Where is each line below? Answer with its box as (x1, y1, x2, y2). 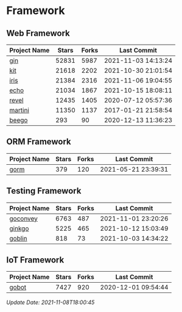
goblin (9, 234, 27, 242)
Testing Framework (6, 186, 82, 196)
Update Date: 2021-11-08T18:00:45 (6, 299, 95, 306)
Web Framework (6, 28, 70, 38)
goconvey (9, 214, 38, 223)
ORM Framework (6, 137, 71, 147)
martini (9, 106, 29, 114)
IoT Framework (6, 255, 65, 266)
